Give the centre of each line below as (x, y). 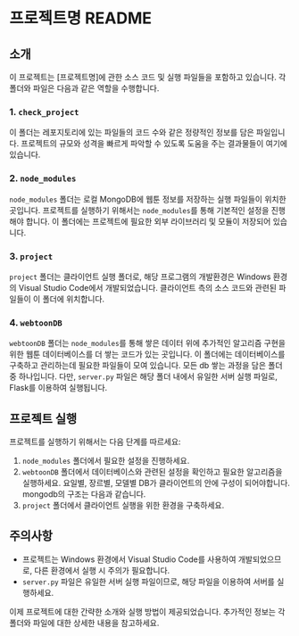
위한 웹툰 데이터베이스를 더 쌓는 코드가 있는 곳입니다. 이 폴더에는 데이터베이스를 (147, 354)
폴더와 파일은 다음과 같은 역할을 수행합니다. (84, 88)
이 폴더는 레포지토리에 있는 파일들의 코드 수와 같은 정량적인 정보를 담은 (132, 132)
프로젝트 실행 (43, 419)
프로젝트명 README (81, 18)
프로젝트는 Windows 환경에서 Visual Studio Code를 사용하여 (129, 559)
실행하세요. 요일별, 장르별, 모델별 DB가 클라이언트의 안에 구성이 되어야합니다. (156, 483)
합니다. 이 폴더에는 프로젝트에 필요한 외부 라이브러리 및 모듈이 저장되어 (148, 221)
